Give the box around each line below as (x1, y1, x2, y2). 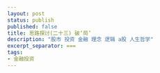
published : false (7, 23, 58, 30)
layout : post (7, 10, 45, 17)
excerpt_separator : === (7, 42, 77, 49)
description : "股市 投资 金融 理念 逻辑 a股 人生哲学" (7, 36, 154, 43)
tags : (7, 49, 23, 56)
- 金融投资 (7, 56, 35, 63)
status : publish (7, 17, 54, 24)
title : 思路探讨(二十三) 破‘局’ (7, 29, 92, 37)
